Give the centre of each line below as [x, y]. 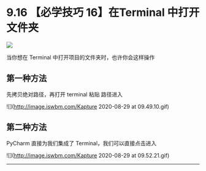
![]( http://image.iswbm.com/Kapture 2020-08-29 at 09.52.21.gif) [88, 155]
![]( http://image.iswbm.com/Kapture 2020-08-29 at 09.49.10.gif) [88, 106]
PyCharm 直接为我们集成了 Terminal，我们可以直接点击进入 [82, 143]
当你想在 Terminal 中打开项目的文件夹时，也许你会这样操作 [81, 57]
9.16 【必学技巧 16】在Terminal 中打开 [103, 13]
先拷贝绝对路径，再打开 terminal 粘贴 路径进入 [65, 94]
